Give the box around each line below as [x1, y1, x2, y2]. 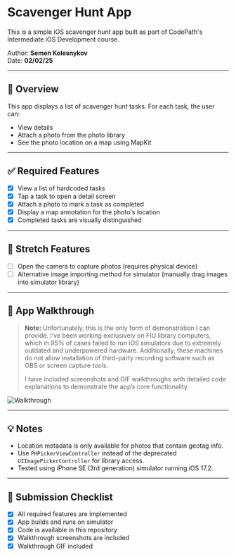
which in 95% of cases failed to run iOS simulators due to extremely [24, 338, 221, 347]
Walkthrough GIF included [17, 541, 93, 550]
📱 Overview [7, 83, 59, 95]
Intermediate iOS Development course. [7, 35, 119, 43]
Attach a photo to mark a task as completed [17, 200, 144, 208]
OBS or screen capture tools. [24, 361, 109, 369]
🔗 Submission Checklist [7, 491, 114, 503]
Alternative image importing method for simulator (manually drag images [17, 269, 228, 278]
